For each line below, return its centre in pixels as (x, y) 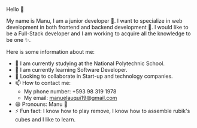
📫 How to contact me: (43, 83)
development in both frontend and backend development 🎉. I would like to (97, 27)
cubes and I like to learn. (45, 119)
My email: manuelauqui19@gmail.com (70, 98)
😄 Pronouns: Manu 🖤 (41, 104)
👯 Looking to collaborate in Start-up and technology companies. (94, 76)
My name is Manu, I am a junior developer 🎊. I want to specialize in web (94, 21)
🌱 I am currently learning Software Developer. (71, 70)
